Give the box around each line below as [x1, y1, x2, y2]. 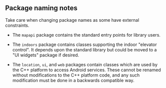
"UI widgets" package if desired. [12, 52, 80, 58]
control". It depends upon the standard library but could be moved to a [12, 46, 157, 52]
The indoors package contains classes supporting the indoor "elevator [12, 42, 157, 47]
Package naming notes [5, 4, 78, 12]
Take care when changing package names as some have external [5, 17, 139, 23]
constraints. [5, 22, 30, 28]
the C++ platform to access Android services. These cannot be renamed [12, 67, 161, 73]
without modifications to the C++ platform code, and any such [12, 72, 140, 78]
